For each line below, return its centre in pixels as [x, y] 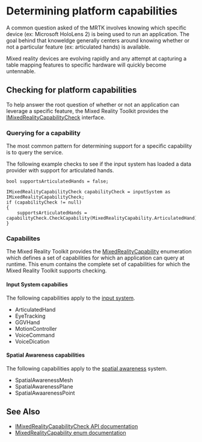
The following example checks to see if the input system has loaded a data [99, 164]
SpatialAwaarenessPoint [45, 393]
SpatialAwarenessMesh [44, 380]
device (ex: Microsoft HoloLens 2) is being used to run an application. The [98, 34]
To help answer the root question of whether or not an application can [93, 104]
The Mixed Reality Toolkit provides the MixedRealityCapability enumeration [99, 252]
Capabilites [23, 238]
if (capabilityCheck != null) [44, 202]
